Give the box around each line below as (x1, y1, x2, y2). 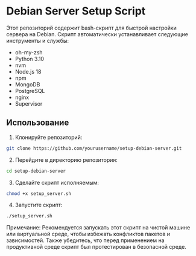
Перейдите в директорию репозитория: (14, 156, 118, 164)
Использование (6, 118, 69, 128)
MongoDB (14, 80, 40, 88)
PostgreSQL (14, 87, 45, 94)
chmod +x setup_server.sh (6, 190, 71, 197)
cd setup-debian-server (6, 168, 66, 174)
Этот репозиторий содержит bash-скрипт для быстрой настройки (6, 24, 177, 31)
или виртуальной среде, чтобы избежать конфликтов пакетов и (6, 231, 171, 238)
